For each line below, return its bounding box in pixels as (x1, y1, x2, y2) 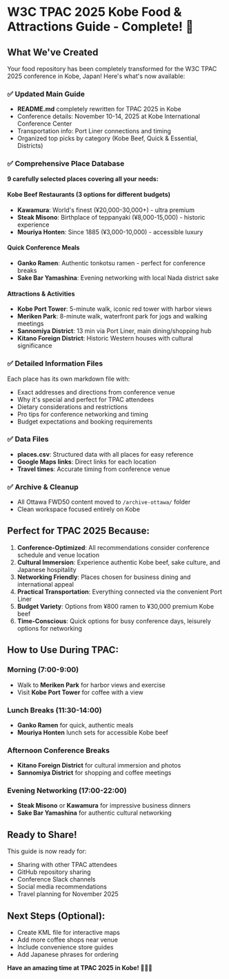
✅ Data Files (7, 435, 49, 444)
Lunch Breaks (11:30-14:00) (7, 705, 102, 715)
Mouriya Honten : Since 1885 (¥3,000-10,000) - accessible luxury (17, 227, 203, 236)
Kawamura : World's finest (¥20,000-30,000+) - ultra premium (17, 205, 195, 214)
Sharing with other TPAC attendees (17, 861, 117, 869)
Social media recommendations (17, 882, 107, 891)
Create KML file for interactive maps (17, 929, 121, 937)
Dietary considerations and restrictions (17, 402, 128, 411)
